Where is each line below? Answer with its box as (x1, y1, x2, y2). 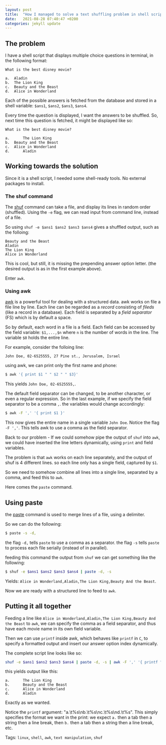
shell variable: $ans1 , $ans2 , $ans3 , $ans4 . (5, 103, 88, 109)
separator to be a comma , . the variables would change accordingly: (5, 401, 145, 407)
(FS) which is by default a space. (5, 315, 72, 321)
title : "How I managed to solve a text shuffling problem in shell (5, 12, 149, 17)
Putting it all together (5, 602, 72, 611)
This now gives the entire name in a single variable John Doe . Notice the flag (5, 419, 160, 425)
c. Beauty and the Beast (5, 84, 58, 89)
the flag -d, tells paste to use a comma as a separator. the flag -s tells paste (5, 539, 160, 545)
